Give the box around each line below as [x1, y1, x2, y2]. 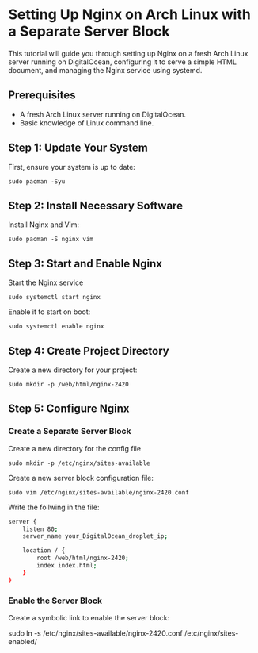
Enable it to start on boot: [8, 307, 91, 317]
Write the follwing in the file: [8, 502, 100, 512]
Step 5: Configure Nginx [8, 402, 130, 416]
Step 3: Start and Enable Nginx [8, 256, 162, 271]
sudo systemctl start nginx [8, 294, 101, 302]
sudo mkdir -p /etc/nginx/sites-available [8, 459, 150, 467]
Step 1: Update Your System [8, 141, 148, 155]
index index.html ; [36, 562, 97, 570]
